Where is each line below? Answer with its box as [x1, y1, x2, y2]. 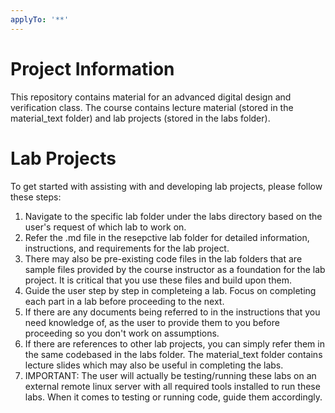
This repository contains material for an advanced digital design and [10, 91, 292, 103]
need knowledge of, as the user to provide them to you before [24, 316, 280, 328]
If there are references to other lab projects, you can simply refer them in [24, 337, 325, 350]
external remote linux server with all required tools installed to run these [24, 380, 321, 392]
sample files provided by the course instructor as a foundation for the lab [24, 263, 326, 275]
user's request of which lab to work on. [24, 221, 187, 233]
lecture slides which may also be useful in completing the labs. [24, 359, 284, 371]
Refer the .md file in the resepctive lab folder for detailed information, [24, 231, 310, 243]
